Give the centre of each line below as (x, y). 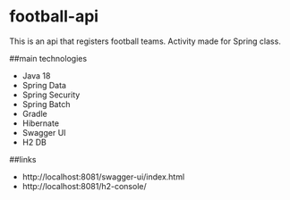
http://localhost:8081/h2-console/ (84, 186)
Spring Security (51, 95)
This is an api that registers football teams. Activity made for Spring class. (145, 41)
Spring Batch (46, 104)
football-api (54, 17)
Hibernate (41, 123)
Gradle (34, 113)
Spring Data (44, 85)
